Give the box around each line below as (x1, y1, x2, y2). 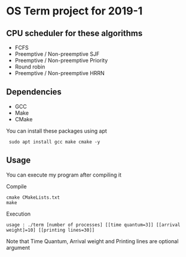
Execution (6, 210, 31, 217)
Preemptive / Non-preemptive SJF (14, 50, 100, 58)
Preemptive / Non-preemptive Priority (14, 57, 108, 64)
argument (6, 244, 31, 251)
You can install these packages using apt (6, 127, 108, 135)
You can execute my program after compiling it (6, 171, 121, 178)
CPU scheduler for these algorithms (6, 28, 143, 38)
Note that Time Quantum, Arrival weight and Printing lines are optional (6, 237, 179, 244)
